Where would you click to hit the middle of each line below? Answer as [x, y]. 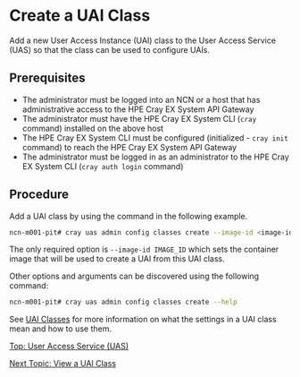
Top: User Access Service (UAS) [69, 347]
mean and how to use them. [60, 329]
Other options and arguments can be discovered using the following [134, 276]
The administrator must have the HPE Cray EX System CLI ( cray [139, 118]
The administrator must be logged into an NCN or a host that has [141, 99]
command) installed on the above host [92, 128]
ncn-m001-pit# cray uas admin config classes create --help [124, 302]
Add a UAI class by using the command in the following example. [129, 216]
